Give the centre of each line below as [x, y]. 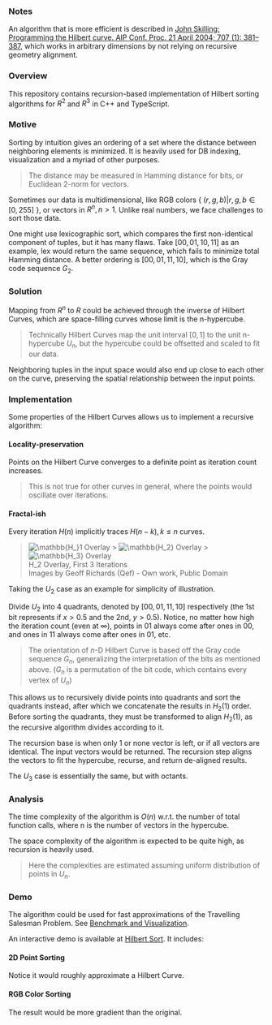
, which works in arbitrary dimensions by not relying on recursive [129, 46]
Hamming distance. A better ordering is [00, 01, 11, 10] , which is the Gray [128, 260]
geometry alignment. [43, 55]
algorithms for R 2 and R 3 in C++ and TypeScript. [89, 103]
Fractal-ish [27, 514]
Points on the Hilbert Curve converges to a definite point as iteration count [133, 462]
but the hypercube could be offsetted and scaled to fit [170, 343]
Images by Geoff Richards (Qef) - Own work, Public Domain [128, 573]
